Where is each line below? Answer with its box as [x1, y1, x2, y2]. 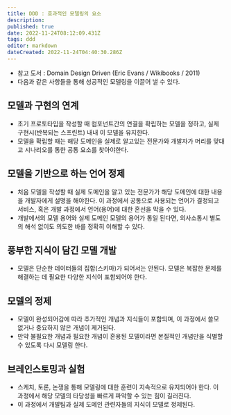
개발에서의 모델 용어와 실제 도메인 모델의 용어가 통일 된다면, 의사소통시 [17, 213, 208, 222]
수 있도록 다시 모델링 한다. [17, 341, 88, 349]
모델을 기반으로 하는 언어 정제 [7, 168, 126, 180]
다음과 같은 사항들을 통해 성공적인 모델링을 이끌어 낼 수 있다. [17, 77, 180, 85]
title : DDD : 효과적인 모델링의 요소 [7, 10, 102, 17]
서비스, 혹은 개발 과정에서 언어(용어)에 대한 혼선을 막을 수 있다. [17, 205, 187, 213]
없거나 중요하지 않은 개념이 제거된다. [17, 323, 116, 332]
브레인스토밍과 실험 [7, 363, 85, 375]
